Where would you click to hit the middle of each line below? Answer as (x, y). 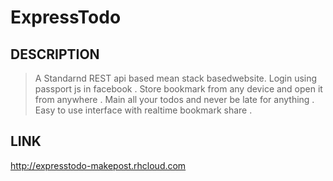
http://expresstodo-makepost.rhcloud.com (98, 165)
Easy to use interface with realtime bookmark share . (143, 110)
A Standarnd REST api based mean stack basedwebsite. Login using (176, 78)
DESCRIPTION (55, 54)
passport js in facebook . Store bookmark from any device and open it (178, 89)
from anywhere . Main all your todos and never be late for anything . (174, 99)
